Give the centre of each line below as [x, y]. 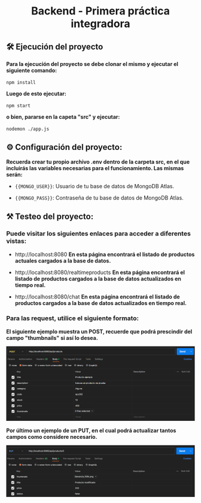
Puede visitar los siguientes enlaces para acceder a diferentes [99, 234]
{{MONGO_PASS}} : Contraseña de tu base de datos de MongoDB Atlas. [99, 198]
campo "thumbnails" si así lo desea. [52, 338]
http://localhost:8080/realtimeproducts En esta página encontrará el [100, 272]
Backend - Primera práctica [100, 11]
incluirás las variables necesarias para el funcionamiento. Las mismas [95, 168]
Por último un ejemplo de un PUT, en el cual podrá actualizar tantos [91, 430]
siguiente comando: [32, 70]
